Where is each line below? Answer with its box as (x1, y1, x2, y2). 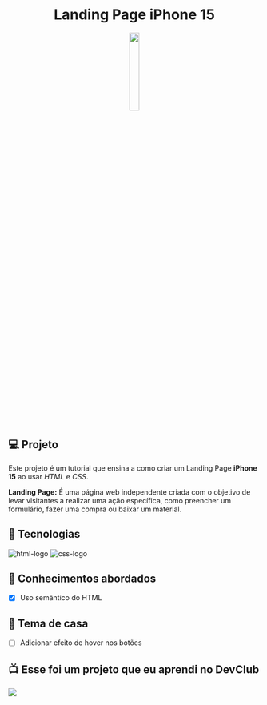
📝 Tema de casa (8, 616, 89, 630)
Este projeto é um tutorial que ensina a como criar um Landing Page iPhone (8, 463, 257, 473)
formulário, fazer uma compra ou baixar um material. (8, 504, 182, 514)
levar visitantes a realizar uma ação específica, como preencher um (8, 495, 232, 505)
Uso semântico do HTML (19, 593, 102, 603)
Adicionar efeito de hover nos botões (19, 638, 142, 647)
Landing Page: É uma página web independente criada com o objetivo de (8, 487, 251, 497)
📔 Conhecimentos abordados (8, 571, 157, 585)
